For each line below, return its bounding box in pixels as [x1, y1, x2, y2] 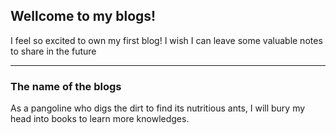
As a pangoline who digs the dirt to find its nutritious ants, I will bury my [10, 102, 306, 114]
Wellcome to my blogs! [10, 8, 157, 25]
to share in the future [10, 45, 97, 57]
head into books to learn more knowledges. [10, 113, 190, 125]
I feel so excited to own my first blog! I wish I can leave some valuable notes [10, 34, 323, 46]
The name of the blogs [10, 79, 122, 93]
